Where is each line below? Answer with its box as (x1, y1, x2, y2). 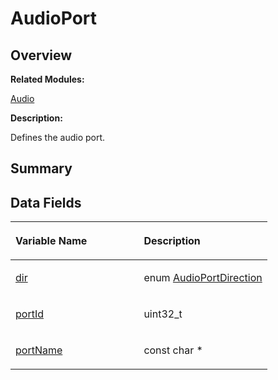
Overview (10, 47, 73, 64)
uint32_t (143, 307, 183, 321)
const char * (143, 343, 203, 357)
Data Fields (10, 194, 82, 211)
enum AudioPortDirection (143, 271, 263, 285)
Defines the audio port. (10, 132, 106, 143)
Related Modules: (10, 73, 85, 85)
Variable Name (15, 234, 88, 248)
